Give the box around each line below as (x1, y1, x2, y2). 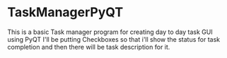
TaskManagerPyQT (7, 4, 124, 21)
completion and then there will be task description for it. (7, 42, 170, 51)
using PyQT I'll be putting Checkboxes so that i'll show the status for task (7, 35, 221, 43)
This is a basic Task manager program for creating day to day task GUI (7, 28, 214, 36)
